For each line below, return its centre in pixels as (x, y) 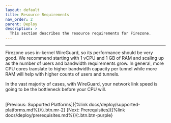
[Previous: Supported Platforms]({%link (47, 105)
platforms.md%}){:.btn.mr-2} (36, 110)
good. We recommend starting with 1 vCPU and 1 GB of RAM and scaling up (85, 58)
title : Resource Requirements (37, 15)
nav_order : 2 (19, 19)
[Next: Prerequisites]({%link (96, 110)
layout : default (22, 10)
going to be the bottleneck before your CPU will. (56, 89)
